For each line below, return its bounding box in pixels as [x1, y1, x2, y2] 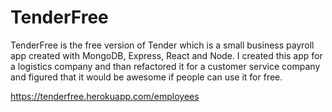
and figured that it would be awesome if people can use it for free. [10, 71, 283, 83]
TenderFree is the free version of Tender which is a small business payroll [10, 39, 315, 51]
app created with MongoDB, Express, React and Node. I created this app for [10, 49, 323, 61]
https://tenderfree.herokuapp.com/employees [10, 90, 200, 102]
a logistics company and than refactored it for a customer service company [10, 60, 321, 72]
